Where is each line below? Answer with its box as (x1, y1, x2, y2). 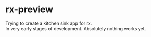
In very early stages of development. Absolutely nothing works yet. (5, 25, 146, 31)
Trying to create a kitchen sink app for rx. (5, 20, 92, 26)
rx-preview (5, 4, 54, 15)
